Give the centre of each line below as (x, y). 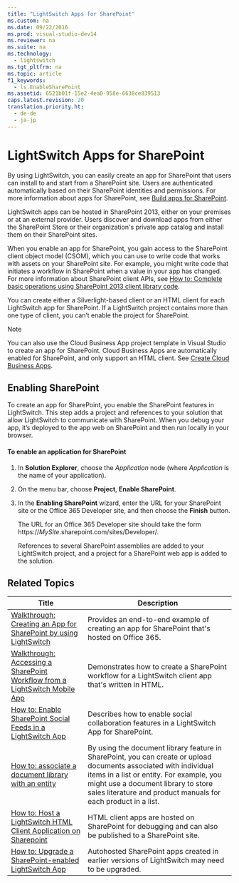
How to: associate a (44, 766)
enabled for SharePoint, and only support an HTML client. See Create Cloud (118, 358)
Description (158, 603)
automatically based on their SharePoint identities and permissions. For (112, 190)
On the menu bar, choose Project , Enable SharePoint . (97, 489)
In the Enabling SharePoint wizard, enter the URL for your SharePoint (119, 503)
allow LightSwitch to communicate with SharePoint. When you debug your (116, 420)
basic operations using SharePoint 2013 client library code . (94, 286)
